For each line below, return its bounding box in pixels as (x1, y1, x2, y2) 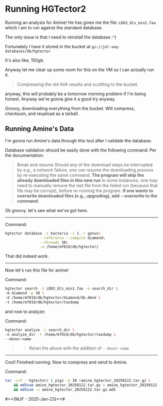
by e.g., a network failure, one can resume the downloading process (16, 167, 154, 173)
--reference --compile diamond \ (39, 235, 105, 240)
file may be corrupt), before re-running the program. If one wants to (16, 188, 154, 193)
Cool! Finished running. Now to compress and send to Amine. (5, 359, 128, 365)
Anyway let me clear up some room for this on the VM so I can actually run (5, 67, 154, 73)
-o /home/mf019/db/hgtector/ (39, 245, 98, 250)
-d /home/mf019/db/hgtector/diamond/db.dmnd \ (5, 295, 101, 300)
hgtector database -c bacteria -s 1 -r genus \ (5, 231, 101, 236)
